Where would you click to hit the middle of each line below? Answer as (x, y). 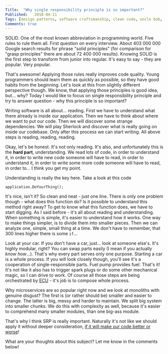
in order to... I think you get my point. (43, 168)
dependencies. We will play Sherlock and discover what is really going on (81, 127)
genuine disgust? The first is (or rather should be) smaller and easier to (78, 295)
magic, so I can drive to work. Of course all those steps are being (72, 275)
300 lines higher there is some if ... (41, 234)
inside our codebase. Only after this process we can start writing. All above (83, 132)
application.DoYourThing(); (35, 187)
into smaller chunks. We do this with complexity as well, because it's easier (83, 306)
